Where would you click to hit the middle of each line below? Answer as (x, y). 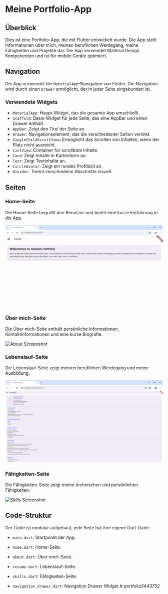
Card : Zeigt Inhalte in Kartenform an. (49, 156)
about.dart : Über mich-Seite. (42, 557)
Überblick (21, 28)
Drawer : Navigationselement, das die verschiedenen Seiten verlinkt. (81, 134)
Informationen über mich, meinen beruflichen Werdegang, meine (72, 45)
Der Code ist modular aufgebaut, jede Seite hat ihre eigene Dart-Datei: (77, 527)
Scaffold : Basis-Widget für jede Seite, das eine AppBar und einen (80, 118)
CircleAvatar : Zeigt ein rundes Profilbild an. (57, 166)
